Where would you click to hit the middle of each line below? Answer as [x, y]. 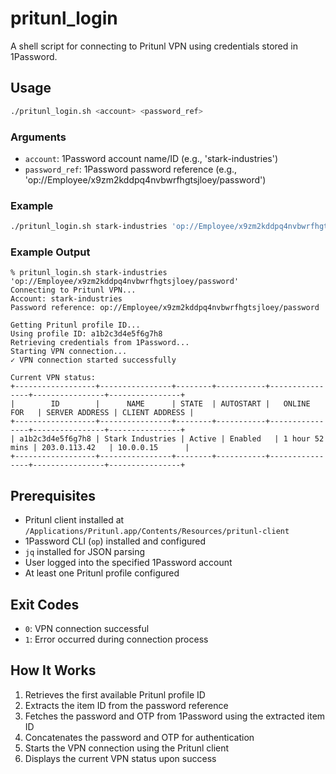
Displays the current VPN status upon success [120, 758]
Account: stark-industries [66, 299]
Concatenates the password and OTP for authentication [139, 737]
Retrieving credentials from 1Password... [100, 343]
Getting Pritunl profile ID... [75, 325]
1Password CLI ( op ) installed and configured [115, 541]
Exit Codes [45, 604]
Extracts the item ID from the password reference [126, 705]
